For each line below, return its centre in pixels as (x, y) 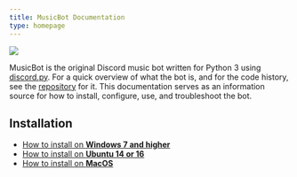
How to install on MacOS (68, 164)
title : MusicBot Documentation (67, 17)
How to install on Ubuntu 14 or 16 (83, 154)
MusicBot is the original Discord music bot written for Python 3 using (135, 67)
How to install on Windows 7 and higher (96, 145)
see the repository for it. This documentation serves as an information (137, 86)
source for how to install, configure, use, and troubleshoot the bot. (131, 96)
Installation (41, 123)
